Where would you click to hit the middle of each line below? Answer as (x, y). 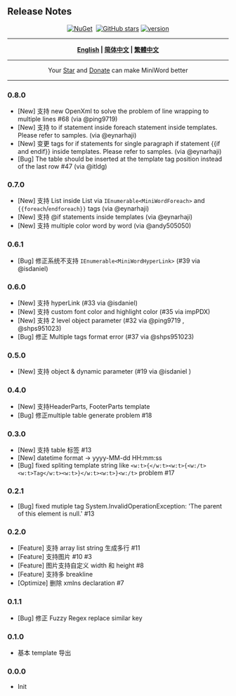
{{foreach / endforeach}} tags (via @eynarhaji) (83, 209)
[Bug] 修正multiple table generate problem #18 (85, 415)
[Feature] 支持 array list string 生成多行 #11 (79, 548)
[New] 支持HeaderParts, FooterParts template (84, 406)
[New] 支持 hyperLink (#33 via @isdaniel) (78, 303)
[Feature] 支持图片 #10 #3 (55, 557)
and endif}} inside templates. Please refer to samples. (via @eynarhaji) (119, 152)
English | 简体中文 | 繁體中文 (118, 49)
